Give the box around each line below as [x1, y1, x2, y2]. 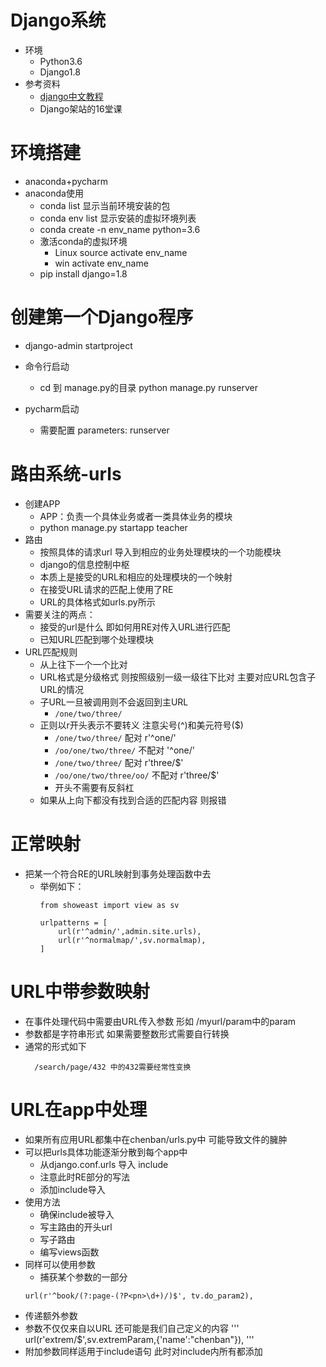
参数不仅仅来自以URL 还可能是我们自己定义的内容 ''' [24, 1322, 240, 1334]
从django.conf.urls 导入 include [39, 1158, 169, 1170]
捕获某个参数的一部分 [39, 1271, 128, 1283]
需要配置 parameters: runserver [39, 424, 170, 436]
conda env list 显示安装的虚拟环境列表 [39, 212, 197, 224]
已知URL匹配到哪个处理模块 [39, 633, 154, 645]
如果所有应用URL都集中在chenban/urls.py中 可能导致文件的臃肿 [24, 1133, 288, 1145]
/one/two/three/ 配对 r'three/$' [54, 756, 184, 768]
